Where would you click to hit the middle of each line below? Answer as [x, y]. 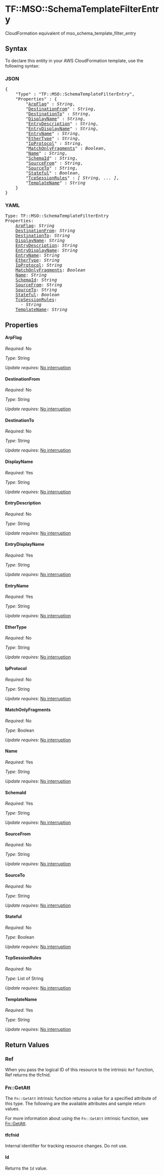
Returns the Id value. [26, 1168]
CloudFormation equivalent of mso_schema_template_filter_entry [71, 33]
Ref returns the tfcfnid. [28, 1075]
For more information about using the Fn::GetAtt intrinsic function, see [77, 1118]
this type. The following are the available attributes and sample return [75, 1104]
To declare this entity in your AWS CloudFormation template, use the [74, 61]
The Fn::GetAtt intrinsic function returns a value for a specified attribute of [81, 1099]
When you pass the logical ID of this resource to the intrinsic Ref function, [80, 1069]
